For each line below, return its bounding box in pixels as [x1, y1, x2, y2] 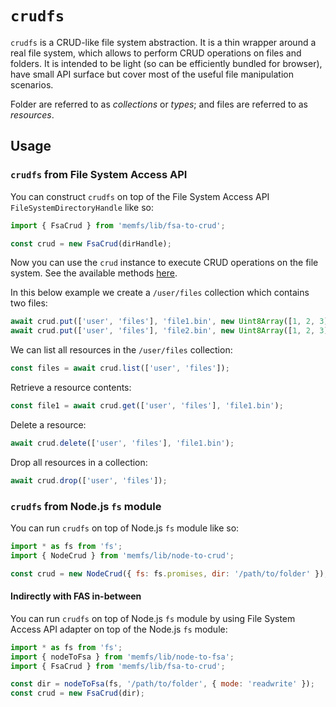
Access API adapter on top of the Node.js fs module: [10, 623, 228, 635]
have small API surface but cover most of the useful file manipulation [10, 68, 294, 80]
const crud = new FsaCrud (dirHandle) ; [10, 238, 172, 249]
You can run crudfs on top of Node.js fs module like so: [10, 522, 240, 534]
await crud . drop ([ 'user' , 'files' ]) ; [10, 475, 168, 486]
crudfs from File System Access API [10, 168, 188, 182]
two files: [10, 297, 48, 309]
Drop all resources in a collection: [10, 456, 148, 468]
